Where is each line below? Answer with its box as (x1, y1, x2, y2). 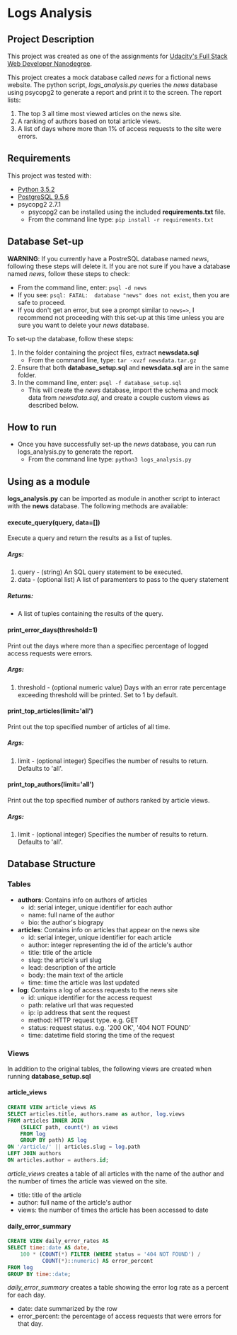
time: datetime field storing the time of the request (28, 1031, 175, 1039)
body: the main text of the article (28, 970, 124, 979)
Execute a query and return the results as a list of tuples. (7, 534, 173, 542)
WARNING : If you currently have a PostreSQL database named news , (7, 254, 209, 263)
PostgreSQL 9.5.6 (17, 193, 69, 201)
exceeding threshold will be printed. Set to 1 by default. (17, 690, 178, 699)
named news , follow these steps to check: (7, 269, 130, 277)
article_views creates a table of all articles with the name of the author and (7, 1169, 224, 1178)
